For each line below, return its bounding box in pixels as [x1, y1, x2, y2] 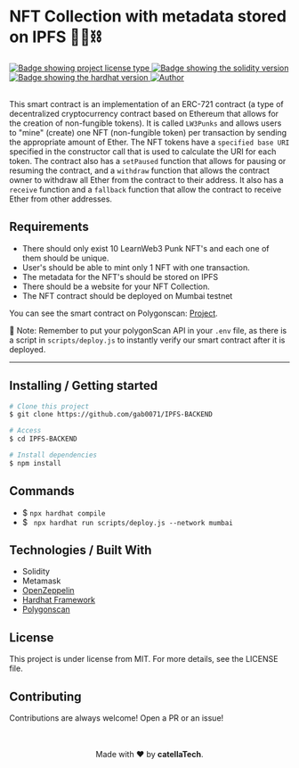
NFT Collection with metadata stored [9, 6, 287, 27]
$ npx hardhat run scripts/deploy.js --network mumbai [21, 516, 233, 527]
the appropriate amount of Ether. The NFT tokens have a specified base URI [9, 136, 290, 147]
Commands [9, 483, 76, 499]
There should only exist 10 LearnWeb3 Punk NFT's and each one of [21, 243, 270, 253]
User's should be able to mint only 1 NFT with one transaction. [21, 261, 251, 273]
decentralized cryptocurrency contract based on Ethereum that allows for [9, 108, 279, 119]
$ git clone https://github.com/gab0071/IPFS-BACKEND [9, 410, 214, 419]
